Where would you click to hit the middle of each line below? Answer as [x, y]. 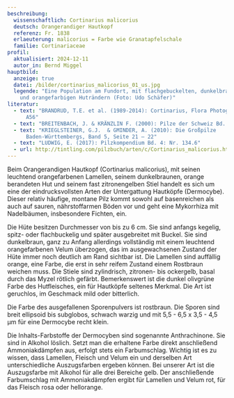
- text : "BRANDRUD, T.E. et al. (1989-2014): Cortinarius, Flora [110, 111]
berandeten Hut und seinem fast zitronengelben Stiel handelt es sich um [111, 184]
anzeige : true [34, 78]
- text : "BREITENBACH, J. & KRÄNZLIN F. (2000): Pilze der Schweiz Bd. [120, 124]
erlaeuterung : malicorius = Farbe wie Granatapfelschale [98, 40]
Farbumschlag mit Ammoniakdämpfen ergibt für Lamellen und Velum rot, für [116, 380]
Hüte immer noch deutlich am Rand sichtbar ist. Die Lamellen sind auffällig [114, 257]
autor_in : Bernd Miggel [48, 65]
